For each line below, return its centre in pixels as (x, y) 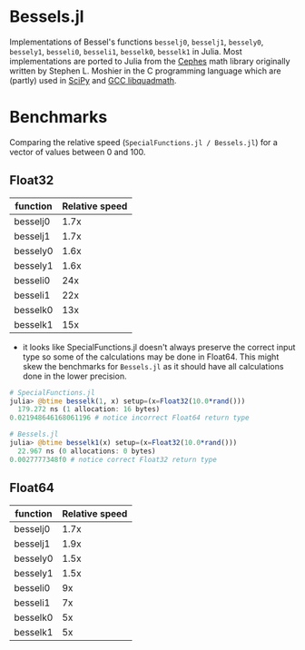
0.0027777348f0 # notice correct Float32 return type (113, 459)
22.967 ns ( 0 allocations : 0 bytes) (87, 451)
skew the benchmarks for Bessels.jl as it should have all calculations (153, 366)
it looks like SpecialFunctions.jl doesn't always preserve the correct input (159, 347)
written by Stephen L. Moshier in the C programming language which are (145, 71)
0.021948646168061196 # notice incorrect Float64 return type (129, 418)
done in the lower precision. (74, 376)
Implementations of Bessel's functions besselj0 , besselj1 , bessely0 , (137, 42)
